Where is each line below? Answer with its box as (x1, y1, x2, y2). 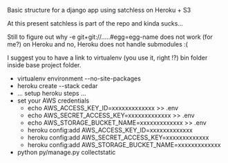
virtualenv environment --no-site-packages (17, 74, 142, 83)
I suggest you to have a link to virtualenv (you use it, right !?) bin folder (7, 53, 208, 62)
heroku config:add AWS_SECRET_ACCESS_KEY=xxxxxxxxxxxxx (27, 133, 209, 141)
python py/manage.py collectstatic (17, 148, 116, 156)
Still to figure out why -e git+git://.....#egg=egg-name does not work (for (7, 33, 213, 41)
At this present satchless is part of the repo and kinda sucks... (7, 19, 183, 27)
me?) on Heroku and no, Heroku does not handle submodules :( (7, 40, 189, 48)
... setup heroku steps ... (17, 89, 86, 97)
